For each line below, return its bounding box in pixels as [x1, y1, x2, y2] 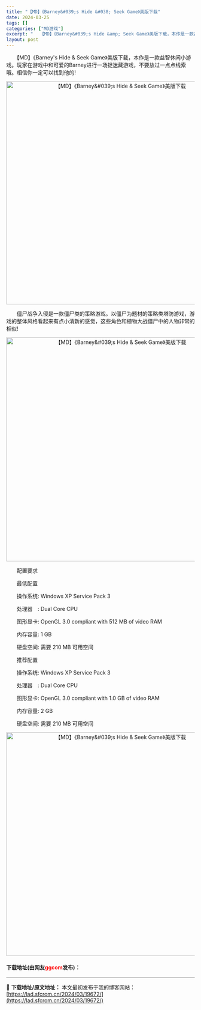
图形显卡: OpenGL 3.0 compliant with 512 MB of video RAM [16, 618, 163, 625]
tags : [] [6, 20, 28, 26]
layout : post [6, 37, 39, 43]
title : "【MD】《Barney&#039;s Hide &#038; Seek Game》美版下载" [6, 8, 161, 15]
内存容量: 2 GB [16, 708, 53, 714]
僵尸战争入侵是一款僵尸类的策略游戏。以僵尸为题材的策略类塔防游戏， [16, 310, 190, 317]
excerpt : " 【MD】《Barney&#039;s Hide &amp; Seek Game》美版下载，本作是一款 [6, 31, 194, 37]
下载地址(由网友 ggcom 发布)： [6, 964, 81, 971]
